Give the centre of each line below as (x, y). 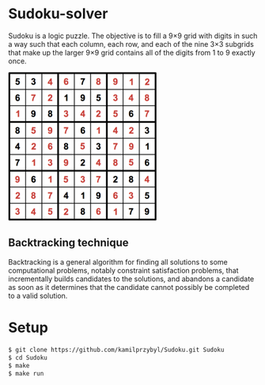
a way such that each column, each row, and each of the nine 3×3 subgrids (131, 44)
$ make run (26, 373)
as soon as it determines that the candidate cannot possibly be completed (129, 287)
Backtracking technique (68, 243)
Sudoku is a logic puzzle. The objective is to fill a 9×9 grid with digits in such (133, 36)
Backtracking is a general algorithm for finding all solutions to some (118, 261)
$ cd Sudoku (28, 357)
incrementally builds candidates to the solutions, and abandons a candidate (131, 279)
